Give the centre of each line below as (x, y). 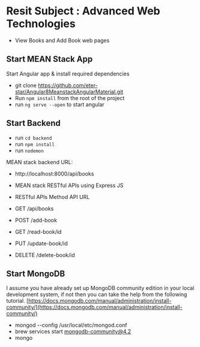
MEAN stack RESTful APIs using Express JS (69, 185)
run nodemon (29, 150)
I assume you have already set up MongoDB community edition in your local (100, 288)
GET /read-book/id (38, 231)
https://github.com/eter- (68, 85)
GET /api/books (34, 209)
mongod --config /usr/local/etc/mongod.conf (71, 325)
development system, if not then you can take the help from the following (97, 294)
